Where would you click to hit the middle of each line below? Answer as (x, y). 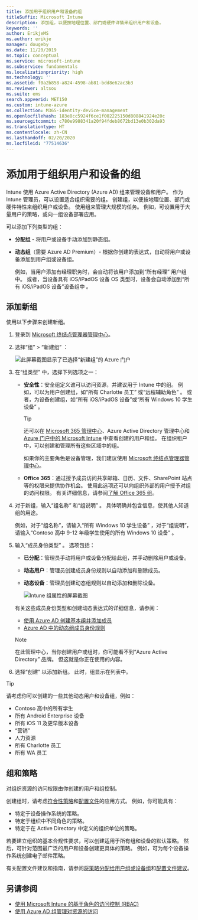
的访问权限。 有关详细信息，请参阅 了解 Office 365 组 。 (90, 493)
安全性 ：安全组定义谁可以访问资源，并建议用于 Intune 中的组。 (100, 385)
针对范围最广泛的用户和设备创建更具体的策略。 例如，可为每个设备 (103, 849)
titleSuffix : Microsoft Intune (45, 17)
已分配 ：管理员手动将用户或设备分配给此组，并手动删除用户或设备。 (106, 558)
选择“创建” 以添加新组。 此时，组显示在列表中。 (73, 672)
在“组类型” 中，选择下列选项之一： (57, 372)
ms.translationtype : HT (35, 127)
